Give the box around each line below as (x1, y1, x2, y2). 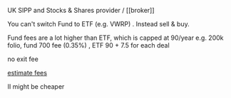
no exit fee (7, 55, 39, 63)
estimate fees (7, 69, 48, 77)
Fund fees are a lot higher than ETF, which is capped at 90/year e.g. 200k (7, 33, 224, 42)
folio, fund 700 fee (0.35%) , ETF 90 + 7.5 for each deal (7, 41, 170, 49)
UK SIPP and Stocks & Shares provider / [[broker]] (7, 6, 155, 14)
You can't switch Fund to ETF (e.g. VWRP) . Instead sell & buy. (7, 20, 190, 28)
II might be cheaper (7, 82, 65, 91)
